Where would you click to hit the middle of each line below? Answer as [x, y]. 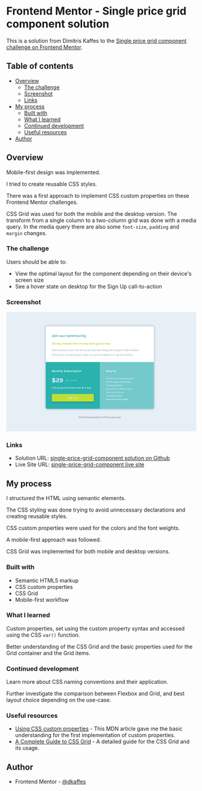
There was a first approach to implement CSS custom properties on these [98, 195]
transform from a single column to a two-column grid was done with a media [102, 220]
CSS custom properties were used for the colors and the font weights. [93, 528]
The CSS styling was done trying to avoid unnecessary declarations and [96, 510]
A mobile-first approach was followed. [54, 540]
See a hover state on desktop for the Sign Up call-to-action [88, 286]
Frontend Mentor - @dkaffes [50, 782]
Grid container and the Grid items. [48, 653]
